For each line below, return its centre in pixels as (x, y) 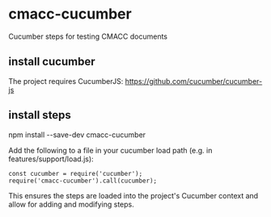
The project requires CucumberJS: (66, 81)
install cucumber (52, 62)
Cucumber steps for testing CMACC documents (88, 36)
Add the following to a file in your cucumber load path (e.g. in (110, 150)
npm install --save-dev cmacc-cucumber (77, 135)
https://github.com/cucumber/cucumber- (194, 81)
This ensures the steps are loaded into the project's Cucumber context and (133, 195)
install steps (40, 115)
